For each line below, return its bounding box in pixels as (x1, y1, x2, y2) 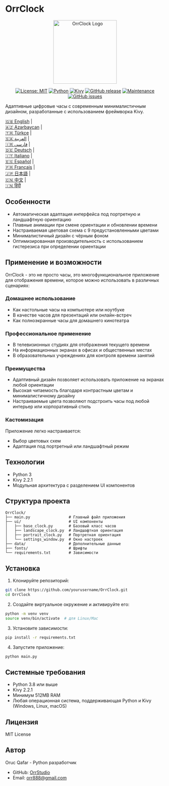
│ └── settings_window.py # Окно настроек (5, 537, 103, 542)
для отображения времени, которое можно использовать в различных (5, 277, 159, 283)
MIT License (5, 731, 31, 737)
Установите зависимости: (12, 625, 68, 631)
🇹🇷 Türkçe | (5, 130, 32, 136)
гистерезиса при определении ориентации (12, 243, 106, 249)
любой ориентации (12, 382, 54, 388)
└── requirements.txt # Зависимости (5, 550, 99, 555)
